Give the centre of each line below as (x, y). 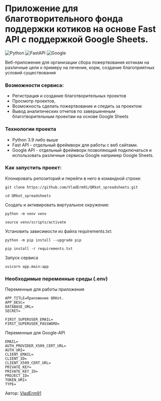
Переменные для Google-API (35, 333)
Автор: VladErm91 (23, 393)
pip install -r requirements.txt (39, 248)
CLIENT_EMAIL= (19, 355)
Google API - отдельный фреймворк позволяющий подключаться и (82, 150)
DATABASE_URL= (19, 307)
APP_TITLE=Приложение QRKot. (35, 298)
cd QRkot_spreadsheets (28, 196)
